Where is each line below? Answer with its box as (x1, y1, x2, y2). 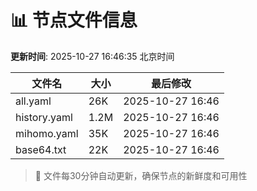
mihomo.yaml (15, 126, 79, 140)
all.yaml (15, 94, 52, 108)
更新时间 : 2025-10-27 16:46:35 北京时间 (10, 50, 175, 62)
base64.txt (15, 142, 67, 156)
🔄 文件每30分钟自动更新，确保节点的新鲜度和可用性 (34, 169, 248, 181)
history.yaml (15, 110, 73, 124)
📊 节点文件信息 (10, 9, 138, 32)
